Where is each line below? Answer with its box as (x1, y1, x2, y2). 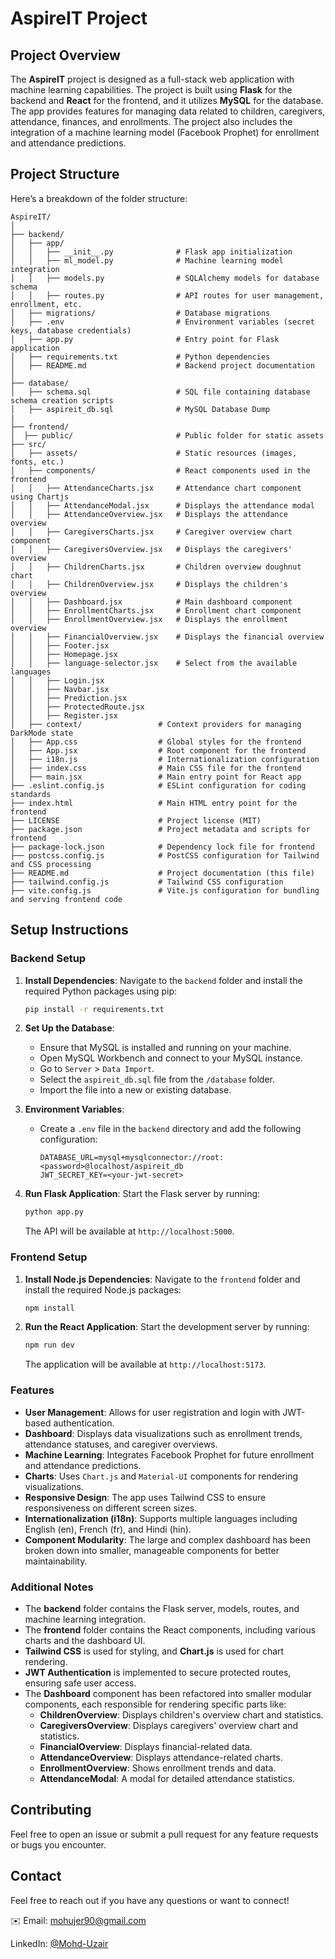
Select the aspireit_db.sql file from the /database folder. (39, 1073, 276, 1086)
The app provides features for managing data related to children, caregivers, (10, 105, 326, 117)
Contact (10, 1868, 62, 1885)
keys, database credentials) (10, 325, 132, 336)
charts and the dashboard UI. (24, 1634, 146, 1646)
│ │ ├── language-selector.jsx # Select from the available (10, 658, 298, 668)
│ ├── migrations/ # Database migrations (10, 308, 271, 318)
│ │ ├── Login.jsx (10, 675, 105, 686)
